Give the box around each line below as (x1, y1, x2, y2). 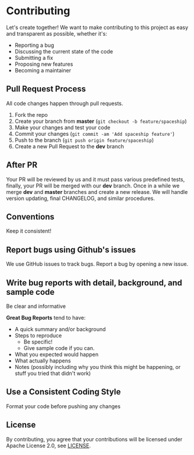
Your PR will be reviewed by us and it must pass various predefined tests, (6, 176, 185, 183)
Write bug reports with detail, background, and (6, 278, 182, 288)
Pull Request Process (6, 84, 86, 94)
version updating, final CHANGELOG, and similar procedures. (6, 195, 156, 202)
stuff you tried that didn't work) (14, 370, 91, 377)
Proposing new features (14, 61, 73, 68)
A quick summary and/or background (14, 326, 106, 333)
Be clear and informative (6, 303, 66, 310)
